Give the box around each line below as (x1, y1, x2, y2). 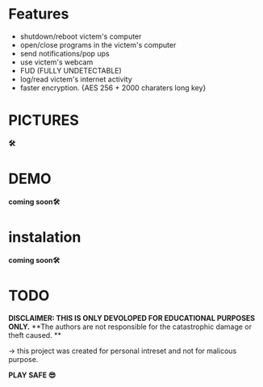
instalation (8, 228, 81, 246)
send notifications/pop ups (19, 48, 111, 58)
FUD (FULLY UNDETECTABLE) (19, 65, 123, 75)
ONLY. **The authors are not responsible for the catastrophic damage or (8, 322, 253, 331)
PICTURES (8, 111, 79, 130)
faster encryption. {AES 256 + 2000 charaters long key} (19, 82, 207, 93)
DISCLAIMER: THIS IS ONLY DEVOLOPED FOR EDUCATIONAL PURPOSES (8, 313, 256, 322)
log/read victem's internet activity (19, 74, 133, 84)
